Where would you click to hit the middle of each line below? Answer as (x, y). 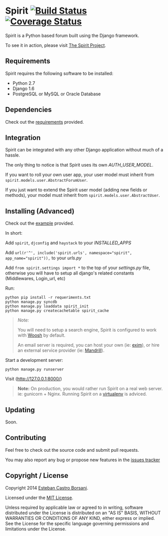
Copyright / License (37, 476)
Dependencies (28, 110)
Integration (23, 138)
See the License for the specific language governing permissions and (77, 523)
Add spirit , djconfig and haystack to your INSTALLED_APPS (68, 243)
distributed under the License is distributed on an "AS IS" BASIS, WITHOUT (83, 513)
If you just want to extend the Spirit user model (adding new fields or (76, 190)
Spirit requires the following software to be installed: (59, 73)
